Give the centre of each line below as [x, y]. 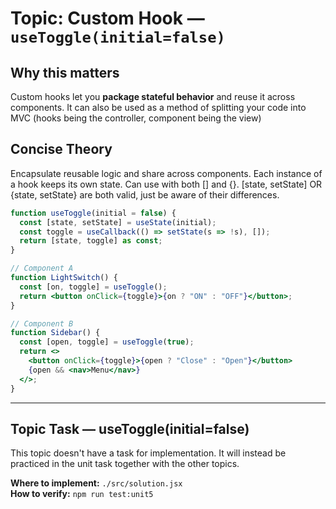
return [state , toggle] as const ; [91, 241]
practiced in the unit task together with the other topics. [125, 464]
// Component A [42, 268]
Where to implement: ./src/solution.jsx [96, 483]
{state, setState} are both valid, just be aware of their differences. [145, 194]
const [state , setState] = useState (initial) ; [118, 222]
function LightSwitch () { [64, 278]
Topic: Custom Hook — [107, 18]
